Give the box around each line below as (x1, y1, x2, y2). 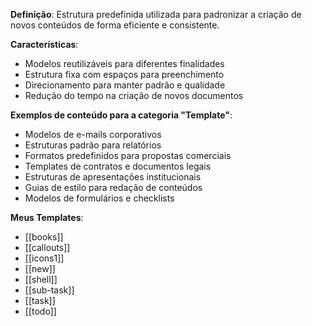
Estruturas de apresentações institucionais (24, 171, 202, 183)
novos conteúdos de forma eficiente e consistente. (10, 19, 220, 31)
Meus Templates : (10, 212, 84, 223)
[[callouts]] (24, 242, 71, 253)
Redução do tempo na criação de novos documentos (24, 90, 244, 101)
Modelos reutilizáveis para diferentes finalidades (24, 58, 225, 69)
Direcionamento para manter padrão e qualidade (24, 79, 226, 91)
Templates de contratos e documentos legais (24, 160, 212, 172)
